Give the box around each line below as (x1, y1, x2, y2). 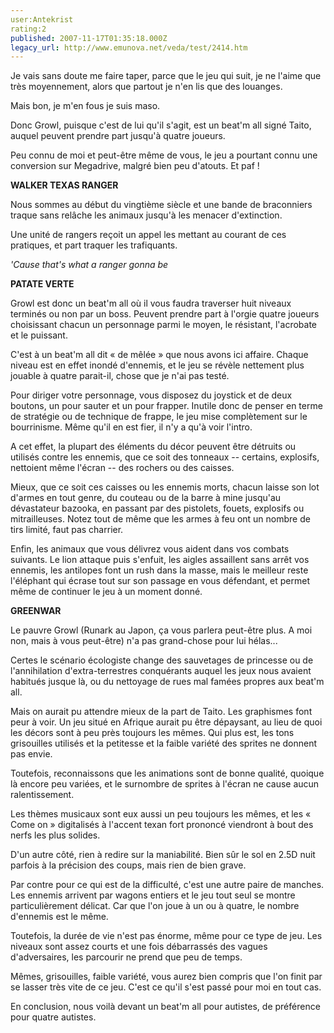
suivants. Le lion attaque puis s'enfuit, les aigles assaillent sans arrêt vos (10, 554, 310, 566)
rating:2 (10, 24, 47, 34)
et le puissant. (10, 329, 68, 341)
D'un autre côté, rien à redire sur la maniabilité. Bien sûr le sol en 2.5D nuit (10, 849, 316, 861)
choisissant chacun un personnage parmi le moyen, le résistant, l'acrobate (10, 319, 318, 331)
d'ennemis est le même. (10, 911, 109, 923)
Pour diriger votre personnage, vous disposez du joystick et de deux (10, 389, 293, 401)
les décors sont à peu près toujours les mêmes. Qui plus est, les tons (10, 727, 295, 739)
